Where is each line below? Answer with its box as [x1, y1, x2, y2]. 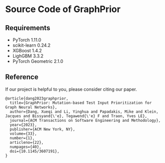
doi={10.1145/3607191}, [10, 148, 59, 154]
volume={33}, [10, 131, 37, 136]
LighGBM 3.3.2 [12, 53, 44, 59]
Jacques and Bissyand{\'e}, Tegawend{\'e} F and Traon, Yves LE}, [5, 113, 147, 119]
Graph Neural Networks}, [5, 105, 57, 110]
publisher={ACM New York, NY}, [10, 127, 75, 132]
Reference [5, 73, 39, 81]
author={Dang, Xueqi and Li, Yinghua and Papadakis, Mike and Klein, [10, 109, 158, 114]
